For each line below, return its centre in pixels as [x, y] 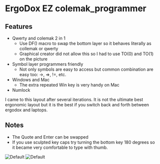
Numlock [21, 90]
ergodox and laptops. [26, 110]
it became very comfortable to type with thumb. [60, 147]
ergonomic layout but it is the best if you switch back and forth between [77, 105]
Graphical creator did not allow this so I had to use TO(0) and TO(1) [87, 54]
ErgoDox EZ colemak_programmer [76, 9]
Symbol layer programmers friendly [48, 64]
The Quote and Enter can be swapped [50, 137]
